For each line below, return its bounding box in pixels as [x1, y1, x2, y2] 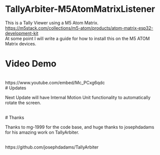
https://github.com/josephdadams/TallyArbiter [5, 144, 99, 150]
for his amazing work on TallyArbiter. [5, 129, 80, 135]
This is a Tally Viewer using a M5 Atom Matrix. [5, 20, 99, 26]
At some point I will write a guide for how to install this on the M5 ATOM [5, 36, 150, 41]
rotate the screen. [5, 100, 41, 106]
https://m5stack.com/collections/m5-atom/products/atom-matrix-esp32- [5, 25, 154, 31]
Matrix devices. [5, 40, 36, 46]
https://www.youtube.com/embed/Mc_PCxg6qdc [5, 79, 105, 85]
